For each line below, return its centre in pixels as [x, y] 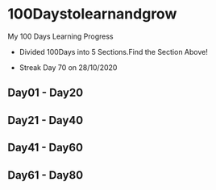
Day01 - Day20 [46, 93]
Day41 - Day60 [46, 148]
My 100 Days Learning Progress [60, 36]
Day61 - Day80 [46, 175]
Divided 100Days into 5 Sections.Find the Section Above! [114, 52]
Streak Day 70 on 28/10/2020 [68, 67]
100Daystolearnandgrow [92, 14]
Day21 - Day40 [46, 120]
